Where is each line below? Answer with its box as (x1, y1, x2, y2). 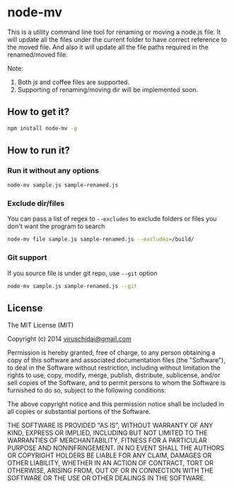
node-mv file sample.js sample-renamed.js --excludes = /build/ (7, 235, 194, 243)
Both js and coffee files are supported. (17, 77, 129, 86)
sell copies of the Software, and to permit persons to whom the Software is (7, 379, 226, 387)
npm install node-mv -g (7, 125, 78, 132)
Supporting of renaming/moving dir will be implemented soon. (17, 85, 199, 94)
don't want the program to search (7, 222, 105, 231)
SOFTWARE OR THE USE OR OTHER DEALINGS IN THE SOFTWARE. (7, 474, 206, 482)
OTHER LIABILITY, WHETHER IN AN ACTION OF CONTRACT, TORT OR (7, 459, 213, 467)
